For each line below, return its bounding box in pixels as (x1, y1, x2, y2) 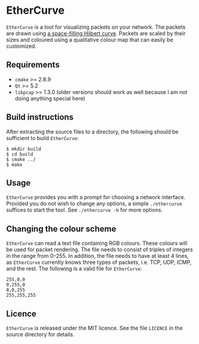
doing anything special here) (14, 95, 85, 102)
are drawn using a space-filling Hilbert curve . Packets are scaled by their (6, 29, 186, 36)
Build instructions (6, 112, 74, 123)
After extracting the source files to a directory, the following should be (6, 128, 179, 135)
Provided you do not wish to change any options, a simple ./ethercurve (6, 200, 182, 207)
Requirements (6, 60, 60, 70)
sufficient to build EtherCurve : (6, 134, 79, 141)
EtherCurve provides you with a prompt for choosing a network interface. (6, 194, 186, 201)
